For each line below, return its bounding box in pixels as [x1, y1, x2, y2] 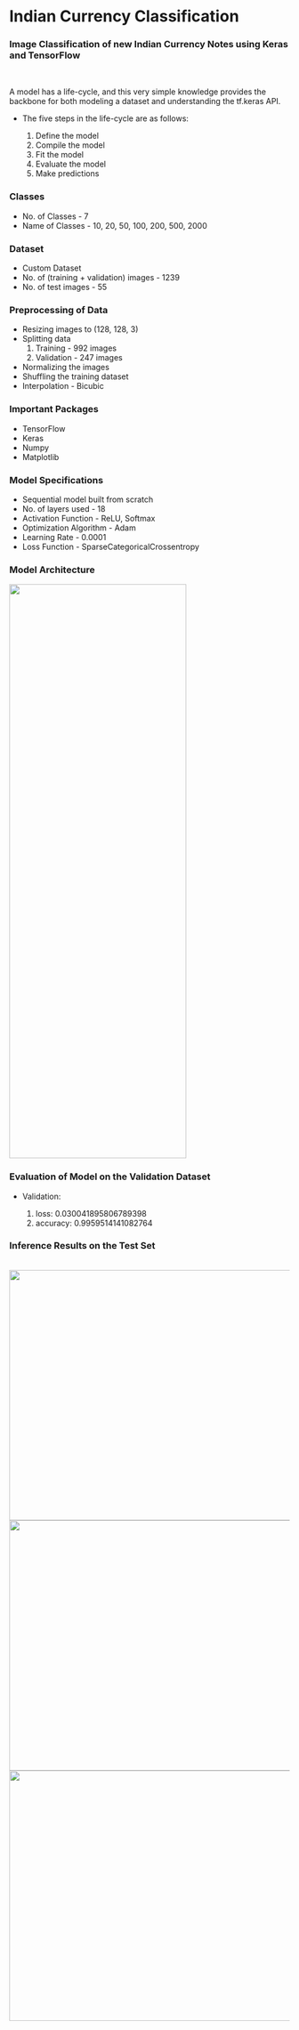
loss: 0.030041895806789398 [35, 1208, 147, 1218]
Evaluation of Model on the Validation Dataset [9, 1170, 211, 1183]
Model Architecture [9, 563, 95, 576]
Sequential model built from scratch [21, 494, 154, 505]
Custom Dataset [21, 263, 82, 273]
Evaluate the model [35, 158, 107, 170]
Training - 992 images [35, 343, 117, 353]
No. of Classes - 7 [21, 211, 89, 222]
